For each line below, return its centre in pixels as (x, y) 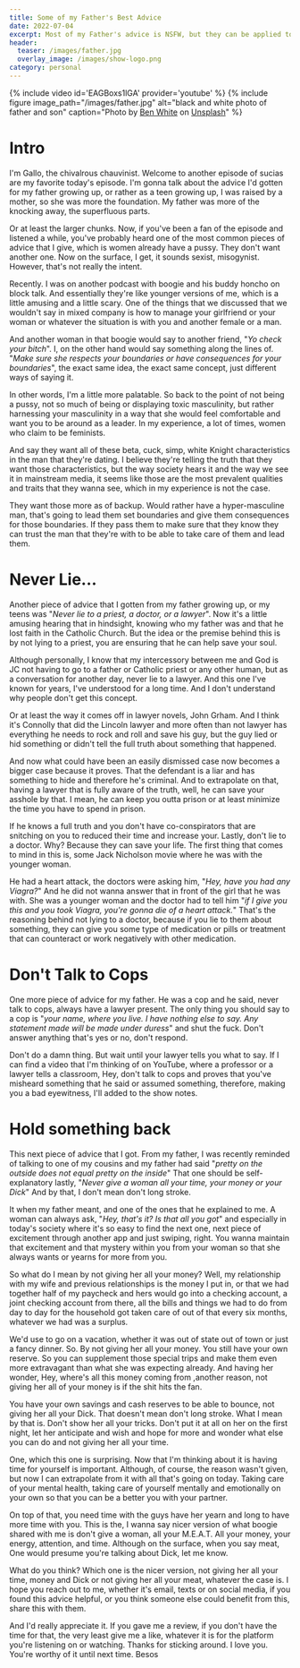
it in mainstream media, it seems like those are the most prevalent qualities (146, 478)
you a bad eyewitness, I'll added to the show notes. (104, 1092)
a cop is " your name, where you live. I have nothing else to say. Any (134, 1018)
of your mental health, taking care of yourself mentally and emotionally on (145, 1488)
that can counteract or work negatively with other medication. (123, 938)
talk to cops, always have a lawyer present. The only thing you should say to (150, 1009)
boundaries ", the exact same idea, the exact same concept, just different (143, 367)
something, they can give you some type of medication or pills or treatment (147, 928)
